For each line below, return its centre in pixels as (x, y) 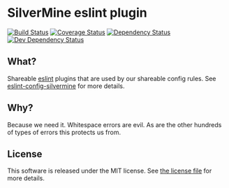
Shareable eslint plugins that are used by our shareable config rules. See (112, 78)
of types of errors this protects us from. (64, 132)
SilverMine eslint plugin (77, 13)
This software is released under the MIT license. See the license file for (110, 171)
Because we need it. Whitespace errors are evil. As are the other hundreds (114, 124)
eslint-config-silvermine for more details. (66, 86)
